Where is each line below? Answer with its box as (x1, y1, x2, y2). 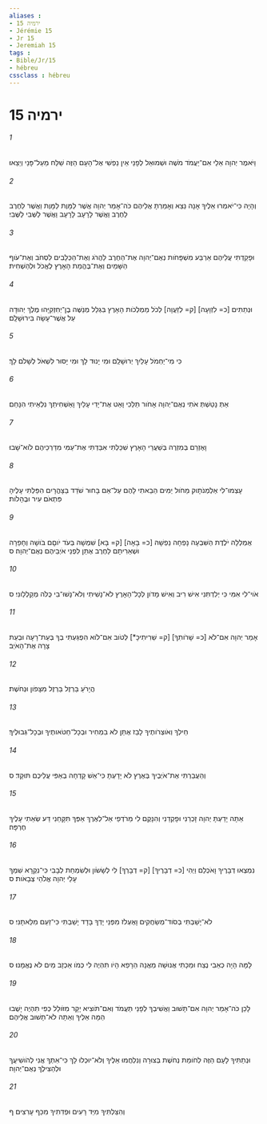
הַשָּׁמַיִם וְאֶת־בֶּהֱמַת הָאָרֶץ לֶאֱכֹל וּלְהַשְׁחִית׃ (9, 261, 128, 271)
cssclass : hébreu (9, 71, 70, 79)
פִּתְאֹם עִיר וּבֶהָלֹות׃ (9, 494, 62, 503)
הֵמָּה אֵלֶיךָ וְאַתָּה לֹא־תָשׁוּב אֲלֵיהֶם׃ (9, 1012, 106, 1021)
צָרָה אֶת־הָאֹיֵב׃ (9, 641, 50, 650)
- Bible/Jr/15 (9, 57, 57, 65)
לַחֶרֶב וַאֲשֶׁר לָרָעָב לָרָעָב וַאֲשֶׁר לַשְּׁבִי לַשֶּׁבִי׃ (9, 209, 128, 219)
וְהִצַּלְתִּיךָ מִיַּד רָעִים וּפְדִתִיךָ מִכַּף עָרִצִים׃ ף (9, 1107, 126, 1117)
